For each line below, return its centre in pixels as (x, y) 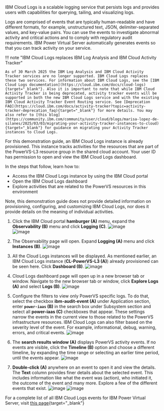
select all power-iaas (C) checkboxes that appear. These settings (78, 312)
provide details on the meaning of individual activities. (60, 212)
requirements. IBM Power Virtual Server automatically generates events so (80, 43)
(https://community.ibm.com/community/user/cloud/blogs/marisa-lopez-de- (82, 119)
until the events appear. (36, 358)
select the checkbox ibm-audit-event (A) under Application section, (81, 301)
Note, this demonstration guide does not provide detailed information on (78, 201)
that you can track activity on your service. (48, 48)
